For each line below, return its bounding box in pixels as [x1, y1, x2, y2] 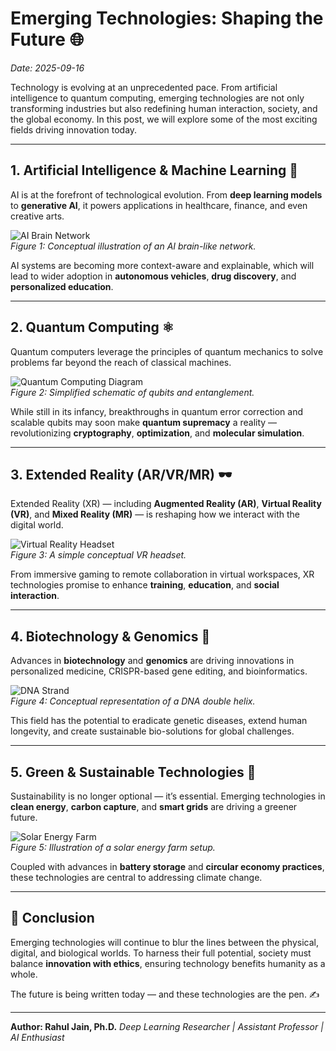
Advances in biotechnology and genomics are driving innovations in [10, 655, 295, 667]
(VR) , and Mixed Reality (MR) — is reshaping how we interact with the [10, 508, 300, 521]
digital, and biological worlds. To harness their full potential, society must [10, 947, 312, 959]
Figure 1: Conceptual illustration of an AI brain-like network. [10, 240, 257, 252]
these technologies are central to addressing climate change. [10, 872, 263, 883]
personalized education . [10, 280, 114, 292]
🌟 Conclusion [10, 910, 95, 927]
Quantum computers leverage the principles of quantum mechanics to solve [10, 345, 324, 357]
